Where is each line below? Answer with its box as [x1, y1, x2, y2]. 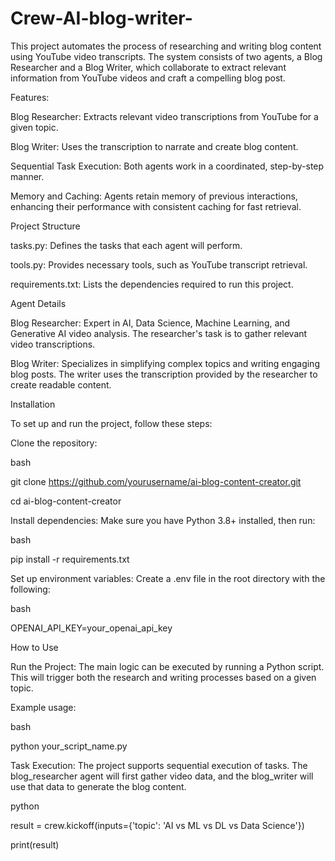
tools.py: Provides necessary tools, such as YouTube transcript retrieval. [10, 258, 308, 271]
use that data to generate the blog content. [10, 780, 187, 792]
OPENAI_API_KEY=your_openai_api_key [10, 622, 173, 634]
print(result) [10, 838, 60, 851]
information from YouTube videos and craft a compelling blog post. [10, 72, 286, 84]
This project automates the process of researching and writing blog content [10, 40, 322, 52]
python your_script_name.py [10, 740, 128, 752]
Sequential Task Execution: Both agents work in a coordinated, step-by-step [10, 160, 325, 172]
